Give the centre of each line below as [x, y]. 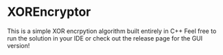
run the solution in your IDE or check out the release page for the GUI [105, 38]
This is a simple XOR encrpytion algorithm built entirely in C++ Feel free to [112, 31]
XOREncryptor [49, 12]
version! [19, 45]
